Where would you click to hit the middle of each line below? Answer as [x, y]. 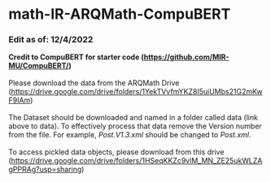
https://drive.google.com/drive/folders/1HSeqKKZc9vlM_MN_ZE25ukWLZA [137, 161]
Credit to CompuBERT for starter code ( [76, 57]
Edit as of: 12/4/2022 [51, 40]
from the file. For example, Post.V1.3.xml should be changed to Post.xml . [130, 135]
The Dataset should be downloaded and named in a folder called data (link [133, 118]
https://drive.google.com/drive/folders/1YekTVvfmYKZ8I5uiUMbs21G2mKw [137, 92]
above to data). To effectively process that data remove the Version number [135, 126]
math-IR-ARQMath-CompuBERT [120, 14]
